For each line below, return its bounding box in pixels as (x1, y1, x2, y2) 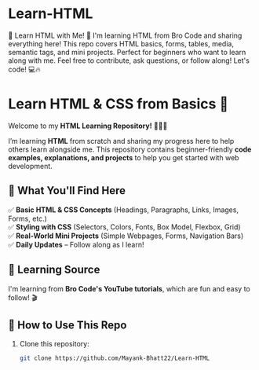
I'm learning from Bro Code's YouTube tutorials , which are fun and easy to (8, 284, 250, 293)
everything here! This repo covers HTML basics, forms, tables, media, (8, 38, 234, 48)
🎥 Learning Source (8, 263, 100, 277)
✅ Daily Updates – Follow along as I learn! (8, 240, 144, 249)
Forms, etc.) (8, 214, 47, 223)
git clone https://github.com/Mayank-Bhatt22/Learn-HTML (19, 354, 210, 362)
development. (8, 161, 53, 170)
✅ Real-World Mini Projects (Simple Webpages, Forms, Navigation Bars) (8, 231, 244, 240)
